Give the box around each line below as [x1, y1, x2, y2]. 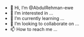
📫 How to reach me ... [10, 26, 58, 32]
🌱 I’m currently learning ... [10, 15, 65, 21]
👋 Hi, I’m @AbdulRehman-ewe [10, 5, 74, 10]
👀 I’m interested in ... [10, 10, 53, 16]
